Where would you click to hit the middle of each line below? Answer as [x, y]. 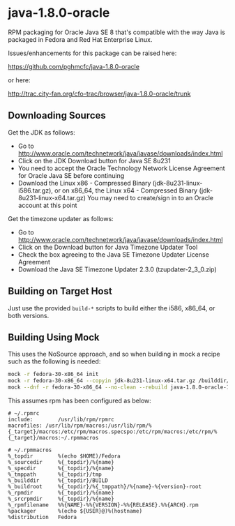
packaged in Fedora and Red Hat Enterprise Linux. [80, 39]
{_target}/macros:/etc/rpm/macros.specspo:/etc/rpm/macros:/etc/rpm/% [113, 432]
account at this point [47, 205]
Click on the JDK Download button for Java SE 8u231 [94, 160]
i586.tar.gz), [35, 190]
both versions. [29, 315]
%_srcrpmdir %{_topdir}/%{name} [61, 499]
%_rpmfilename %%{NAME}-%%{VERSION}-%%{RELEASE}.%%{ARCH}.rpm [103, 505]
